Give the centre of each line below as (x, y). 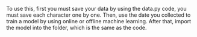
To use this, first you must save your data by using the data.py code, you (96, 9)
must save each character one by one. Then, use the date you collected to (98, 15)
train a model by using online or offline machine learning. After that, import (99, 21)
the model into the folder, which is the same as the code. (77, 27)
